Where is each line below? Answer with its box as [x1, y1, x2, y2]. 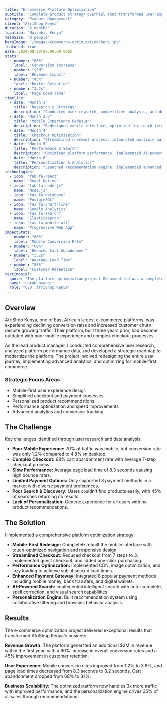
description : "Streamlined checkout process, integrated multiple [14, 137, 155, 142]
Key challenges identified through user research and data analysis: [5, 436, 142, 442]
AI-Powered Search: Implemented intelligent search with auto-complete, [12, 583, 162, 589]
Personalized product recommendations [12, 398, 95, 404]
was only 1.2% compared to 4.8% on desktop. [12, 451, 107, 457]
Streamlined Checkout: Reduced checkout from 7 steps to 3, [12, 552, 138, 558]
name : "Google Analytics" [14, 206, 68, 212]
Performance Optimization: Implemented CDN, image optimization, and [12, 563, 161, 568]
